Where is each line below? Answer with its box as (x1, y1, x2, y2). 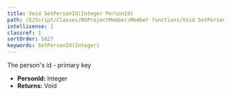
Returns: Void (16, 82, 57, 89)
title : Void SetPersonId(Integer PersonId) (7, 10, 134, 17)
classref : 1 (7, 29, 41, 36)
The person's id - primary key (7, 61, 91, 69)
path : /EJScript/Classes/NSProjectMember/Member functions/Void (7, 17, 195, 23)
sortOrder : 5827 (7, 36, 54, 43)
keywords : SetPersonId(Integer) (7, 42, 100, 49)
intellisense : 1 (7, 23, 54, 30)
